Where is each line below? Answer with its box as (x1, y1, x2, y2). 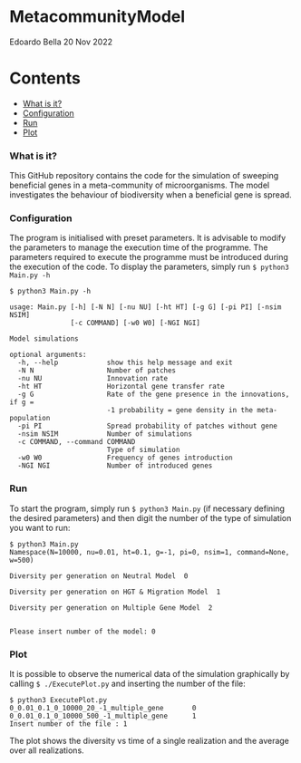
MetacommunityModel (9, 6, 186, 27)
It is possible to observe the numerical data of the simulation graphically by (9, 669, 290, 680)
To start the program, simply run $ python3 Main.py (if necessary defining (9, 503, 286, 514)
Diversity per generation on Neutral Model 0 (9, 571, 189, 581)
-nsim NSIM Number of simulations (17, 430, 193, 439)
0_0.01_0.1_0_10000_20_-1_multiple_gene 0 (9, 704, 197, 713)
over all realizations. (9, 745, 84, 756)
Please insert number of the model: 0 (9, 627, 156, 636)
